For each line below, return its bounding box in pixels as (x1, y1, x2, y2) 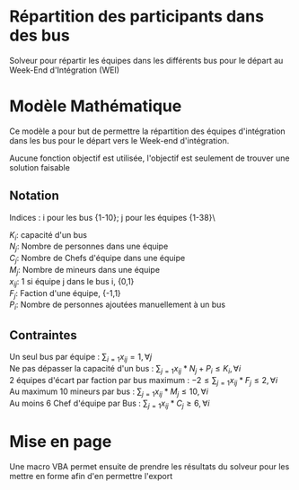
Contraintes (9, 328, 78, 343)
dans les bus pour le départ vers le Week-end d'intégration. (9, 135, 230, 145)
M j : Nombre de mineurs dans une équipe (9, 265, 160, 277)
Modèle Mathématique (9, 96, 182, 117)
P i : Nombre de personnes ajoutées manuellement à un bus (9, 299, 226, 312)
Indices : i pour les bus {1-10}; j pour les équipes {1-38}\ (9, 212, 215, 223)
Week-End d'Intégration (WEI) (9, 65, 119, 75)
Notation (9, 188, 60, 204)
